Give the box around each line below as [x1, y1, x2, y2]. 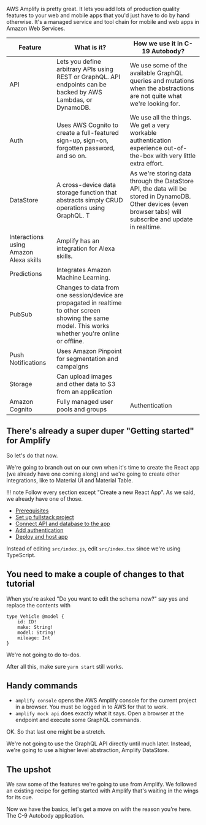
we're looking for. [129, 99, 180, 108]
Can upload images [56, 372, 112, 381]
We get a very [129, 121, 170, 129]
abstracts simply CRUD [56, 196, 124, 204]
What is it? [74, 43, 106, 51]
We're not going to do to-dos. [6, 651, 82, 658]
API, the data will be [129, 184, 187, 192]
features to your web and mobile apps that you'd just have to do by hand [6, 12, 190, 19]
